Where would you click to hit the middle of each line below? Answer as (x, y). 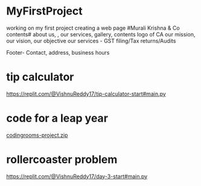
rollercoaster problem (62, 159)
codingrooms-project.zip (37, 135)
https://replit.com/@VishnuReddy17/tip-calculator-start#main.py (86, 94)
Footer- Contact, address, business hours (58, 52)
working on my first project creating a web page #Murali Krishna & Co (93, 28)
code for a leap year (57, 118)
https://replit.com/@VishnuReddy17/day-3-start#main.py (77, 176)
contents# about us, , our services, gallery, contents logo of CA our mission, (101, 34)
